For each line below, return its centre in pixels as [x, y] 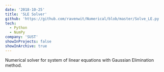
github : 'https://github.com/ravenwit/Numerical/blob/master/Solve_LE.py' [83, 19]
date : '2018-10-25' [25, 10]
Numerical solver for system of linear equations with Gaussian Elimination [80, 60]
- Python [18, 28]
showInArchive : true [26, 46]
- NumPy [17, 32]
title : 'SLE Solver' [26, 14]
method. [14, 65]
